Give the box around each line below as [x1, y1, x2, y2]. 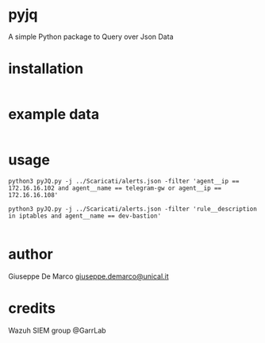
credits [8, 299, 56, 317]
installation [8, 60, 84, 78]
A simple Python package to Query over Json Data [8, 32, 174, 41]
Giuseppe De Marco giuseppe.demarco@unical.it [8, 272, 169, 281]
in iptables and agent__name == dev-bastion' [8, 212, 161, 220]
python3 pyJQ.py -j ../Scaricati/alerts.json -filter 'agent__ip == [8, 177, 240, 185]
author [8, 245, 54, 263]
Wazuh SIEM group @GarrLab [8, 326, 106, 335]
